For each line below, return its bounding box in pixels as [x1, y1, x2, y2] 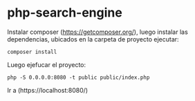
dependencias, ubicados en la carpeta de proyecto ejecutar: [7, 35, 179, 43]
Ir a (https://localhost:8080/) [7, 86, 89, 94]
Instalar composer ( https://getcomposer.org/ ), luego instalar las [7, 28, 188, 36]
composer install [7, 48, 57, 55]
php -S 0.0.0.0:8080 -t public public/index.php [7, 74, 150, 81]
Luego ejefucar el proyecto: [7, 60, 86, 68]
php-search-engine [7, 5, 122, 21]
